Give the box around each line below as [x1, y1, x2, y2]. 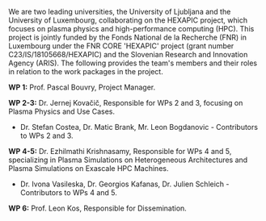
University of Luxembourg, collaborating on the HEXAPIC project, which [8, 15, 248, 25]
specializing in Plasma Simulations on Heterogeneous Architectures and [8, 155, 248, 165]
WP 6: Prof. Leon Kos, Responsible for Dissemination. [8, 203, 188, 213]
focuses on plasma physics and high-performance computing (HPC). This [8, 24, 255, 33]
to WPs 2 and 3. [19, 131, 74, 140]
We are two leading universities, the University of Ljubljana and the [8, 7, 231, 16]
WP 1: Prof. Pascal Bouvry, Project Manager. [8, 82, 156, 92]
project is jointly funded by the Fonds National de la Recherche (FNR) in [8, 32, 247, 42]
